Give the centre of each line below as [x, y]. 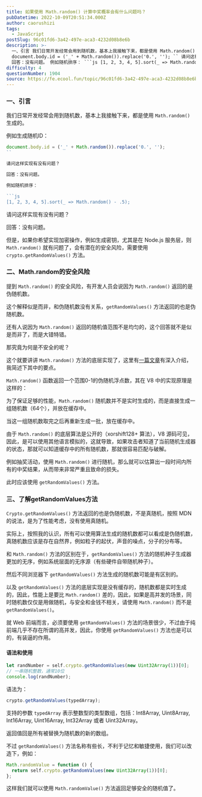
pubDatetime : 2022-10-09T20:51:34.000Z [56, 17]
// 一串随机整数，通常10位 [35, 671]
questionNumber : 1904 [33, 73]
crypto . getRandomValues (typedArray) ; [54, 700]
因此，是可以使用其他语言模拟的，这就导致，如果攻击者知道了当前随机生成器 [101, 441]
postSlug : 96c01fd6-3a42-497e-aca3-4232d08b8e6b [68, 40]
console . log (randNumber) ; [38, 677]
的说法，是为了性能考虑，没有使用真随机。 [59, 521]
